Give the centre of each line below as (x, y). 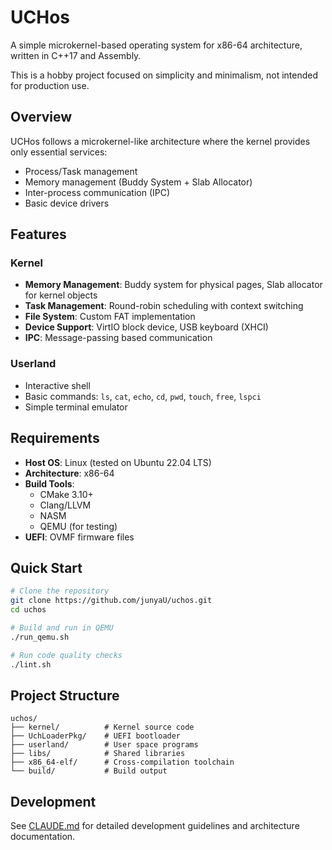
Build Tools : (49, 483)
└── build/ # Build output (89, 771)
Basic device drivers (67, 203)
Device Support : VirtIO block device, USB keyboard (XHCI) (146, 327)
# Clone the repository (60, 591)
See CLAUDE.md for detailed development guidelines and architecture (155, 826)
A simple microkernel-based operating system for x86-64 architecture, (156, 45)
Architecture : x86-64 (69, 473)
